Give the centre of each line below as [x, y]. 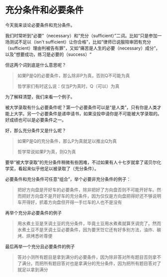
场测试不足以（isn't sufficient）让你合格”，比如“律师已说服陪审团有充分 [78, 42]
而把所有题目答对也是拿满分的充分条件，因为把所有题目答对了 [98, 263]
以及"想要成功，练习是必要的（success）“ [48, 54]
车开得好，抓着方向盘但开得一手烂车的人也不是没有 [70, 202]
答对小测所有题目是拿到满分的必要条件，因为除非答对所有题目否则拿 [87, 257]
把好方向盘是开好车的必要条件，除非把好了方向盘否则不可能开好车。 [87, 190]
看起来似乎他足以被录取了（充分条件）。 [58, 168]
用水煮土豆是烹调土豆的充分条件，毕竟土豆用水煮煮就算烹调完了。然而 [89, 223]
